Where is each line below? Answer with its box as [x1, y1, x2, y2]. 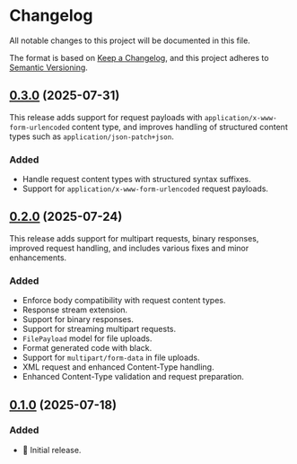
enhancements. [9, 252, 67, 263]
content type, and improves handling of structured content [71, 121, 289, 132]
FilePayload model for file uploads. [22, 333, 153, 344]
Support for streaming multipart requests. [22, 324, 177, 335]
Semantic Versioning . [9, 62, 88, 73]
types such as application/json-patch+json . [9, 131, 175, 142]
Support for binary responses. [22, 314, 135, 325]
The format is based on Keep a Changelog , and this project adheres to [9, 52, 269, 63]
